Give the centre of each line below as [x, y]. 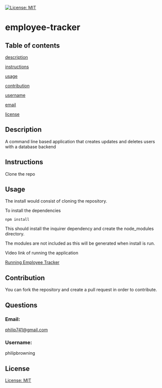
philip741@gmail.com [27, 330]
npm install [17, 220]
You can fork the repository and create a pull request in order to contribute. [81, 290]
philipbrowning [20, 353]
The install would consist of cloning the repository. [56, 201]
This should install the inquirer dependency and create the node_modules [80, 229]
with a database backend [31, 147]
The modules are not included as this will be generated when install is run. [80, 243]
